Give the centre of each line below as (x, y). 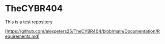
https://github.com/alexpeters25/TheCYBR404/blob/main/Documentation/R (83, 31)
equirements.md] (23, 36)
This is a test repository (29, 22)
